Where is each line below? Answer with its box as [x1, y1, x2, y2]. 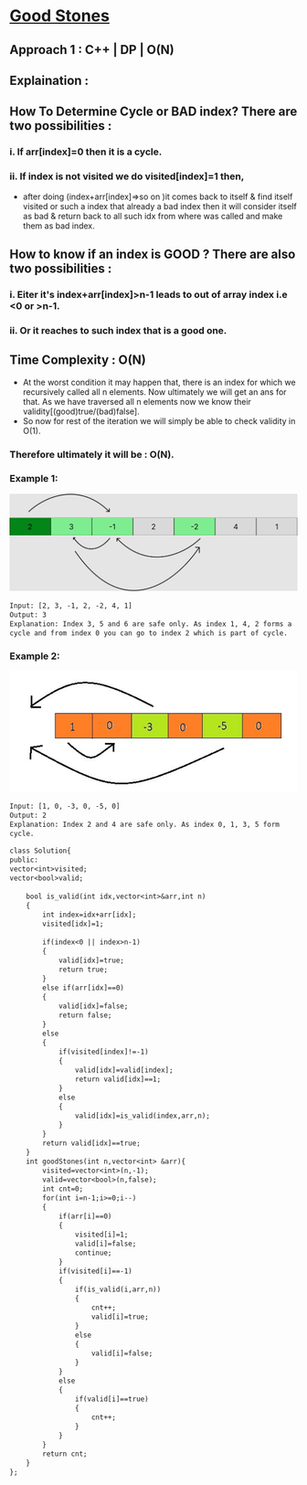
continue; [74, 1248, 112, 1257]
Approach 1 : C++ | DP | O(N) [9, 42, 175, 58]
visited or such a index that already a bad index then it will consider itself [22, 200, 297, 211]
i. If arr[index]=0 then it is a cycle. [9, 145, 163, 158]
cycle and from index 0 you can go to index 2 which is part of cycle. [9, 628, 288, 638]
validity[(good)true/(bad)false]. [22, 406, 140, 417]
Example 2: [9, 650, 60, 663]
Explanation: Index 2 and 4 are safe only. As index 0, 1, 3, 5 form [9, 820, 281, 830]
